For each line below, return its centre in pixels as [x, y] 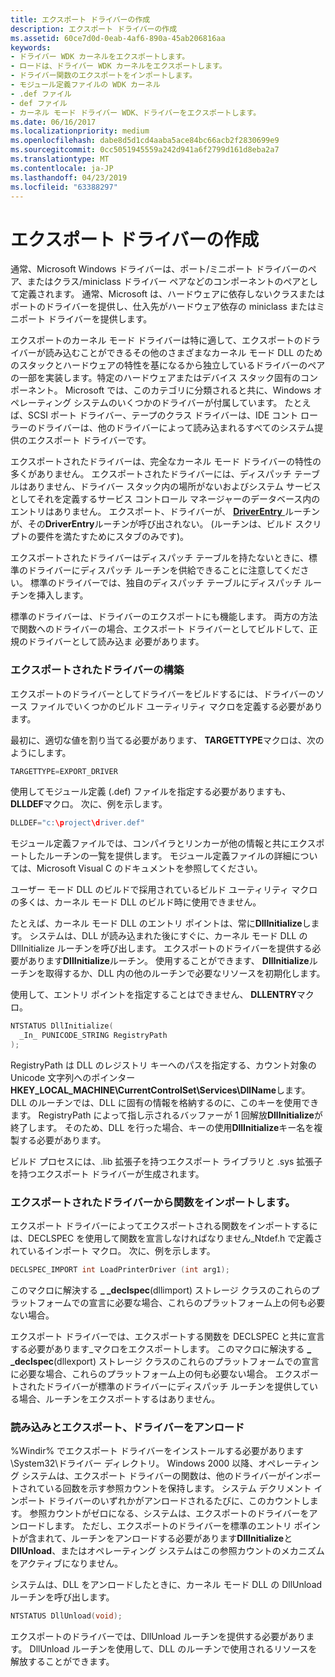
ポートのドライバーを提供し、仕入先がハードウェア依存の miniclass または [163, 307]
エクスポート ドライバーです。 [89, 440]
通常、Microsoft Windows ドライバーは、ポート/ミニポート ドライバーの [159, 269]
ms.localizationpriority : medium [80, 131]
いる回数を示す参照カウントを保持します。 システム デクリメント [178, 1488]
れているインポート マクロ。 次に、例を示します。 [113, 1251]
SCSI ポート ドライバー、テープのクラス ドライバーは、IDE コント [163, 415]
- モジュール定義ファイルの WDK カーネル [85, 85]
